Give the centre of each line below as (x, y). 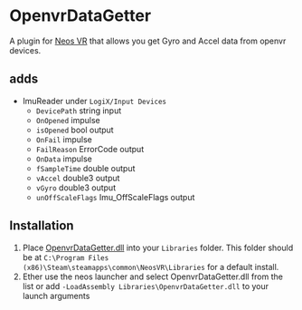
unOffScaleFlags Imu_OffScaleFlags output (115, 197)
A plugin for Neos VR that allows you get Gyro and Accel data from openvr (148, 41)
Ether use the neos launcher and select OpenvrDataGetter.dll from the (152, 276)
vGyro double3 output (75, 188)
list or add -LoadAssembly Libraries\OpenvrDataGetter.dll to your (146, 286)
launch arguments (56, 295)
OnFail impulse (64, 139)
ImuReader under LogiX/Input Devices (94, 101)
